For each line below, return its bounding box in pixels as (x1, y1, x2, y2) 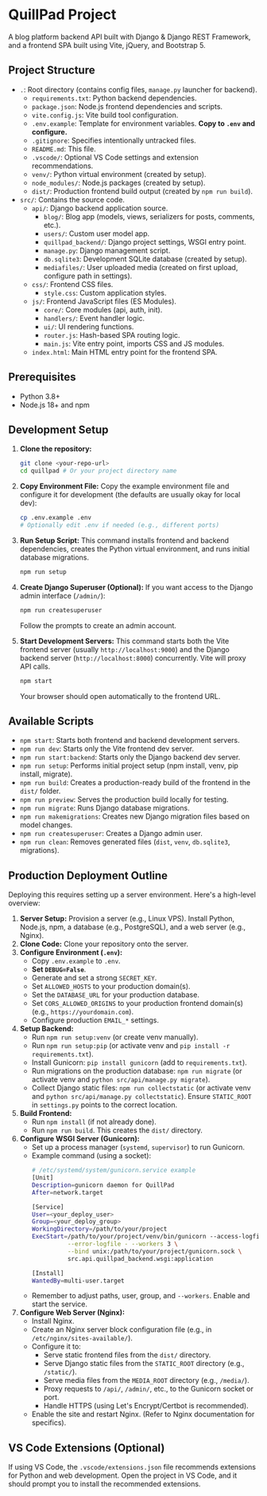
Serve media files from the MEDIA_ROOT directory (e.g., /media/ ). (43, 1376, 250, 1385)
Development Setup (8, 422, 109, 436)
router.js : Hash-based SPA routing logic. (43, 330, 180, 340)
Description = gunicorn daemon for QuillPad (31, 1181, 175, 1189)
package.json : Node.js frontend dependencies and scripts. (31, 101, 223, 111)
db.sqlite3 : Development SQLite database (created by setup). (43, 253, 248, 264)
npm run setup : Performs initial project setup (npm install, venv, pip (19, 761, 238, 771)
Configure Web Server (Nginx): (19, 1308, 126, 1317)
